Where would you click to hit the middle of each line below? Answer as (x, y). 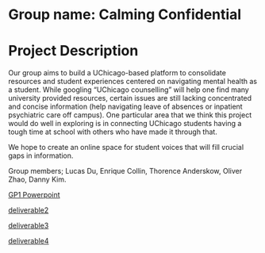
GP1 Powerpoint (35, 195)
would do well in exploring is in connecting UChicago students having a (125, 124)
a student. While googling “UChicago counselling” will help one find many (129, 90)
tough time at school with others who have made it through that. (113, 132)
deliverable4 (29, 241)
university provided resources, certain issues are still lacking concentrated (130, 98)
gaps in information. (41, 155)
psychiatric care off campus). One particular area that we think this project (130, 115)
